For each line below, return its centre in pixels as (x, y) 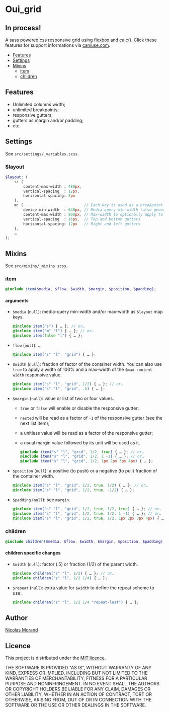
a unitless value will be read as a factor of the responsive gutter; (87, 433)
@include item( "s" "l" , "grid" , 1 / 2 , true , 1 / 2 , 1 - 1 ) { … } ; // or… (87, 513)
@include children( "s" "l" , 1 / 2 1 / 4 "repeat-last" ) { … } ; (76, 602)
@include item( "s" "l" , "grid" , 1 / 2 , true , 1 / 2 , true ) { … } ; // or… (87, 509)
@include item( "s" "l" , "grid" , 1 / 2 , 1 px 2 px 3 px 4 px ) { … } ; (87, 461)
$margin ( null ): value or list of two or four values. (63, 398)
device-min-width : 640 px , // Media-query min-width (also (88, 210)
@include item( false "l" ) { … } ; (48, 336)
